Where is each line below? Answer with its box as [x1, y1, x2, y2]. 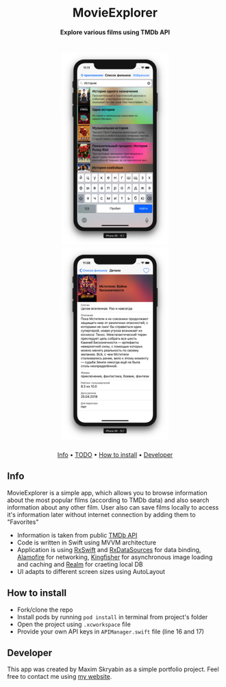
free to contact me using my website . [7, 673, 112, 681]
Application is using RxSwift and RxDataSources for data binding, [16, 545, 201, 553]
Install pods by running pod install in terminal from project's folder [16, 612, 208, 621]
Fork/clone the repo [16, 605, 73, 614]
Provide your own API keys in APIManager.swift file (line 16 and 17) [16, 627, 204, 636]
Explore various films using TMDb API [60, 28, 170, 36]
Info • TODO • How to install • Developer [57, 450, 173, 459]
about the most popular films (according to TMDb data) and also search [7, 496, 210, 504]
